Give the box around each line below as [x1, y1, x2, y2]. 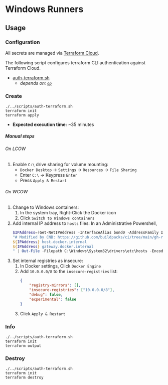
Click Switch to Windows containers [20, 215, 95, 221]
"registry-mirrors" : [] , [29, 283, 81, 288]
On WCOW [5, 189, 28, 195]
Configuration [5, 39, 40, 46]
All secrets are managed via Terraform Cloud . [5, 50, 99, 56]
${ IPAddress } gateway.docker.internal [12, 244, 94, 249]
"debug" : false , [29, 292, 63, 297]
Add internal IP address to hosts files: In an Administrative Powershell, [12, 220, 157, 226]
